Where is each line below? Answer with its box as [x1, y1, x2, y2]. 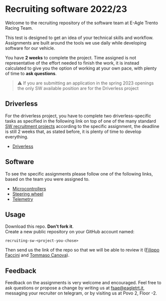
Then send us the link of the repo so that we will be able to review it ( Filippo [5, 247, 160, 253]
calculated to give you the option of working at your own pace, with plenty [5, 65, 157, 71]
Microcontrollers [12, 185, 46, 191]
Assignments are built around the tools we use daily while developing [5, 40, 147, 45]
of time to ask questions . [5, 70, 57, 76]
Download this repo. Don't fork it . [5, 223, 74, 229]
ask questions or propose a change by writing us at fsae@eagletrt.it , [5, 285, 145, 291]
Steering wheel [12, 191, 44, 197]
